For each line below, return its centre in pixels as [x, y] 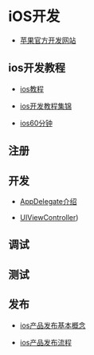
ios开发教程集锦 [45, 106]
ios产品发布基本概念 [53, 325]
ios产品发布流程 [45, 342]
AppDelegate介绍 [48, 201]
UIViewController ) [49, 217]
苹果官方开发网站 [48, 40]
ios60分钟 [36, 123]
